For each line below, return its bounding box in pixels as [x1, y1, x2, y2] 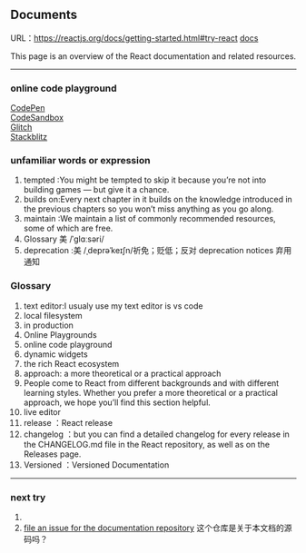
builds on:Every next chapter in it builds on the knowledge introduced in [23, 194, 293, 205]
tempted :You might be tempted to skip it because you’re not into [23, 174, 267, 185]
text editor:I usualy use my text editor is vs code [23, 300, 203, 311]
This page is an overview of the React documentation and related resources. [10, 50, 297, 62]
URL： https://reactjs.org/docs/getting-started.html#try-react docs [10, 32, 259, 44]
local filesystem [23, 310, 83, 321]
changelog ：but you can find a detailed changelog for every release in [23, 429, 290, 439]
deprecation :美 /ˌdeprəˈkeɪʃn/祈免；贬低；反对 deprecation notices [23, 245, 274, 256]
